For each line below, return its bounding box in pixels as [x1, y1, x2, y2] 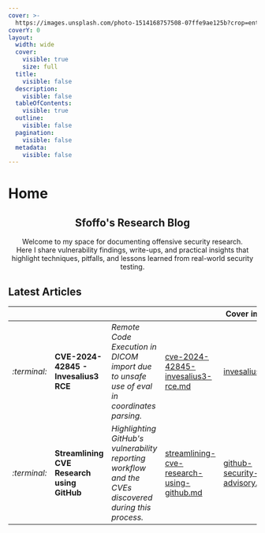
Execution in [111, 341, 157, 352]
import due [111, 361, 152, 372]
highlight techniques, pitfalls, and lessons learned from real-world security [11, 254, 254, 263]
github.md [164, 487, 203, 498]
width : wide [15, 41, 55, 49]
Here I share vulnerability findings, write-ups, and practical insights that [16, 245, 249, 255]
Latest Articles [8, 285, 82, 298]
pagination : [15, 129, 55, 136]
